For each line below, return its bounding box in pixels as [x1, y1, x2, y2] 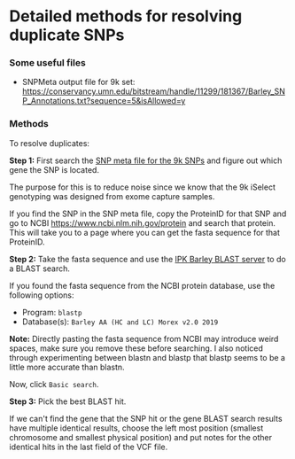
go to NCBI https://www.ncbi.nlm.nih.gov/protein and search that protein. [9, 217, 276, 228]
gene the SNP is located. [9, 164, 100, 175]
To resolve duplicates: [9, 137, 90, 148]
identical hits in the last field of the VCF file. [9, 441, 168, 452]
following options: [9, 290, 74, 300]
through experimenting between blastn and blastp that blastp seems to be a [9, 352, 286, 362]
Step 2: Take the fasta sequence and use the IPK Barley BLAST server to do [9, 253, 286, 264]
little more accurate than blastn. [9, 362, 126, 372]
